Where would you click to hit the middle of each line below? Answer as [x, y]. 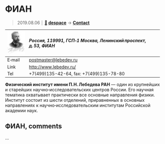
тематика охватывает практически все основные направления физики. [80, 95]
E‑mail [14, 60]
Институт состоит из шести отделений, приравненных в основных [75, 100]
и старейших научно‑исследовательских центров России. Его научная [79, 90]
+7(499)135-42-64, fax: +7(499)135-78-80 [77, 73]
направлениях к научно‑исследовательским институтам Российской [78, 105]
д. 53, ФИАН [42, 46]
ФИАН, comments [34, 126]
